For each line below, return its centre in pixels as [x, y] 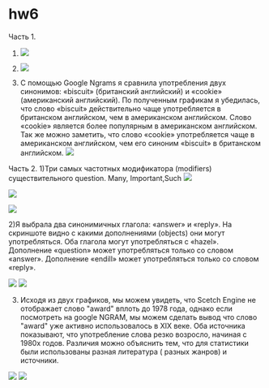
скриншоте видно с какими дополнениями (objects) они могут [117, 233]
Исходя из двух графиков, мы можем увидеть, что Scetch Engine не [138, 300]
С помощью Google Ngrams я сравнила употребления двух [123, 83]
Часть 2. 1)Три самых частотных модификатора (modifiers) [110, 168]
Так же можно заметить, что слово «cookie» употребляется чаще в [137, 134]
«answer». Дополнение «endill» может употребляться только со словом [134, 259]
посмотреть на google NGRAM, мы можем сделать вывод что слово [139, 317]
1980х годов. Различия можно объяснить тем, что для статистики [134, 343]
